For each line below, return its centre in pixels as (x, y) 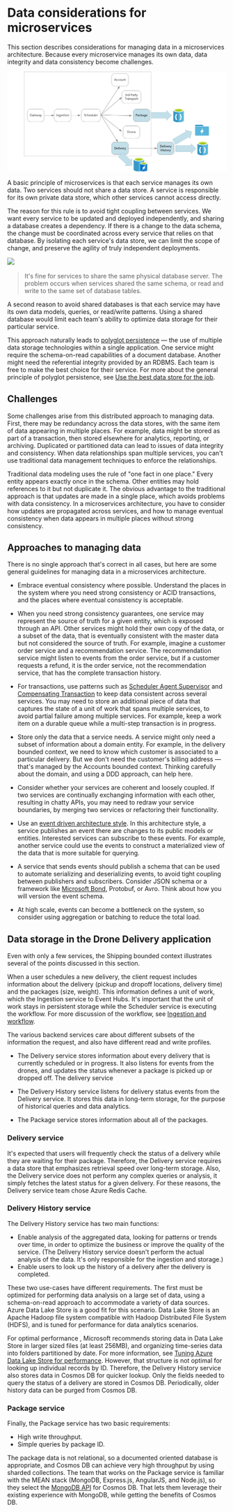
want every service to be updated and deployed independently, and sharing (116, 218)
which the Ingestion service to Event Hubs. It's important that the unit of (110, 999)
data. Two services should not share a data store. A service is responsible (113, 190)
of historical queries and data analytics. (74, 1107)
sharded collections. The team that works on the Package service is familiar (116, 1473)
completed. (33, 1274)
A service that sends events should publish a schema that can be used (119, 867)
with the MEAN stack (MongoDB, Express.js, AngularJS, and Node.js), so (111, 1480)
